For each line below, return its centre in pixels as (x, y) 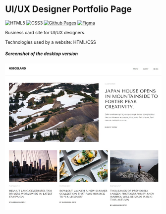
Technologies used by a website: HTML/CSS (51, 42)
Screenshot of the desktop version (42, 54)
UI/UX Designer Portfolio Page (69, 9)
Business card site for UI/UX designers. (45, 32)
